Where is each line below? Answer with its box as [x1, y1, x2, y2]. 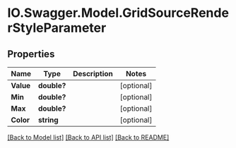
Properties [7, 48, 55, 60]
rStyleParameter [7, 20, 107, 36]
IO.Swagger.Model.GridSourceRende [7, 5, 230, 21]
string [37, 115, 59, 125]
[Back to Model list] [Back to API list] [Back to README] [7, 133, 170, 142]
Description [73, 69, 113, 78]
